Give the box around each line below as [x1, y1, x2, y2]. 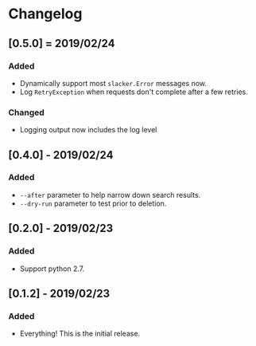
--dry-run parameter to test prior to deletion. [19, 199, 167, 208]
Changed [8, 107, 45, 118]
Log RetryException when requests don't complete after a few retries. [19, 87, 248, 96]
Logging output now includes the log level [19, 125, 157, 135]
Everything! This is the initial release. [19, 328, 141, 339]
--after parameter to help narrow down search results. [19, 190, 201, 199]
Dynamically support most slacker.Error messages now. [19, 78, 208, 88]
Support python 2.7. [19, 264, 85, 273]
